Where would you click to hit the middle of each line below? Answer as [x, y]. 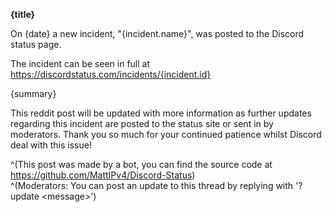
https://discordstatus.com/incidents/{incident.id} [111, 74]
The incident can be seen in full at [80, 63]
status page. [36, 44]
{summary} [33, 93]
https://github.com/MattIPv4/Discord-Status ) [103, 175]
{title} [23, 14]
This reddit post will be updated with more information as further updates [161, 113]
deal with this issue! [51, 145]
